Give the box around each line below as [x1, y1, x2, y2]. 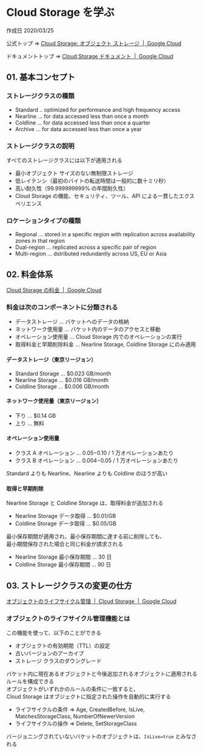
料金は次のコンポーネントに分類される [6, 303, 118, 312]
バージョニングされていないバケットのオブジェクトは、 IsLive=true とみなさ [6, 733, 197, 740]
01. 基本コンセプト [6, 72, 76, 83]
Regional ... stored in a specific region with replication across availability [15, 231, 195, 238]
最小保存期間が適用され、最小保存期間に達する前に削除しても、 [6, 533, 165, 540]
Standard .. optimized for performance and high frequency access [15, 106, 181, 113]
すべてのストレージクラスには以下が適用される [6, 156, 122, 164]
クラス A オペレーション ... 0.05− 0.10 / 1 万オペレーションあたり [15, 449, 174, 456]
